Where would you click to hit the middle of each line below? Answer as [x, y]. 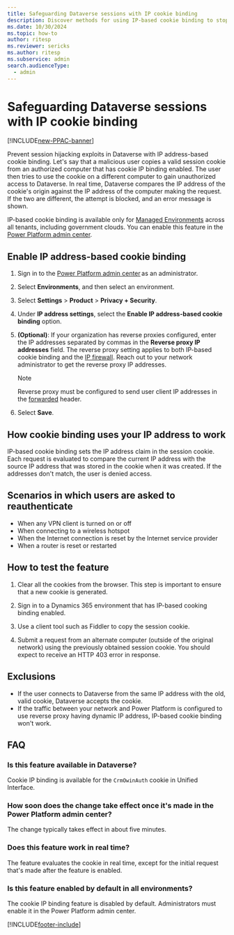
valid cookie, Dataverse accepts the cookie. [80, 701]
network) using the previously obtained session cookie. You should [114, 647]
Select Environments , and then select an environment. [96, 287]
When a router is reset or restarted [67, 545]
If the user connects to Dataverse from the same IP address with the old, [122, 693]
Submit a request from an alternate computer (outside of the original [115, 640]
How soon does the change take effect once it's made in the [110, 806]
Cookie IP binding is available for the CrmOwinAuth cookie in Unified [103, 780]
